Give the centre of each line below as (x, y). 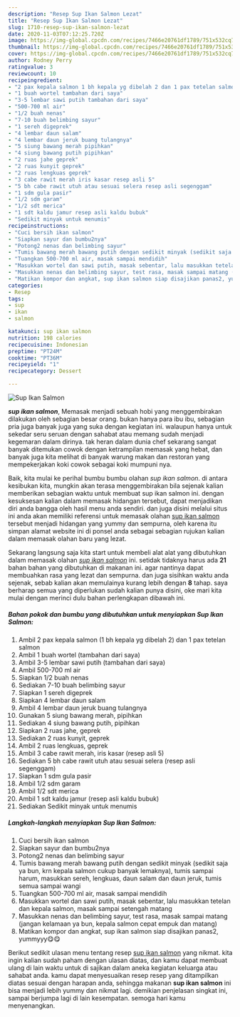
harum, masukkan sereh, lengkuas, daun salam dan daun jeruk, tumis (120, 878)
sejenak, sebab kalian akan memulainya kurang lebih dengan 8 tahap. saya (118, 583)
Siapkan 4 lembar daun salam (62, 700)
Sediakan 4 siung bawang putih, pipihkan (79, 723)
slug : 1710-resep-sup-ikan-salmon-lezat (69, 27)
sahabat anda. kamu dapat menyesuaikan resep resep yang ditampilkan (114, 975)
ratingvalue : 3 (31, 67)
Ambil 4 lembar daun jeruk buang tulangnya (83, 708)
